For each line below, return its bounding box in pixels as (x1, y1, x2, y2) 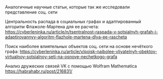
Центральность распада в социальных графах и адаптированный (5, 19, 142, 24)
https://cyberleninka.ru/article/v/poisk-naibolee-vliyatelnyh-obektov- (19, 48, 158, 54)
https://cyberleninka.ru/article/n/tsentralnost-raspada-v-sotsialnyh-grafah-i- (5, 29, 158, 34)
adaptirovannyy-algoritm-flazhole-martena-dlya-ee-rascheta (5, 34, 127, 40)
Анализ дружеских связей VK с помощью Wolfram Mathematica (5, 63, 137, 69)
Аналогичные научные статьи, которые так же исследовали (5, 4, 130, 10)
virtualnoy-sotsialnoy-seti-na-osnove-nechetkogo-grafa (5, 54, 117, 60)
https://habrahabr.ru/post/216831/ (5, 68, 73, 74)
